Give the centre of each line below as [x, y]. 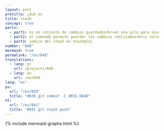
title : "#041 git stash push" [40, 110]
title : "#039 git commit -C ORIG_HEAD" [50, 96]
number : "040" [20, 46]
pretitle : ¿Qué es [24, 14]
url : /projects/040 [34, 69]
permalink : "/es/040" [27, 55]
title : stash [18, 19]
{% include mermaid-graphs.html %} [42, 123]
